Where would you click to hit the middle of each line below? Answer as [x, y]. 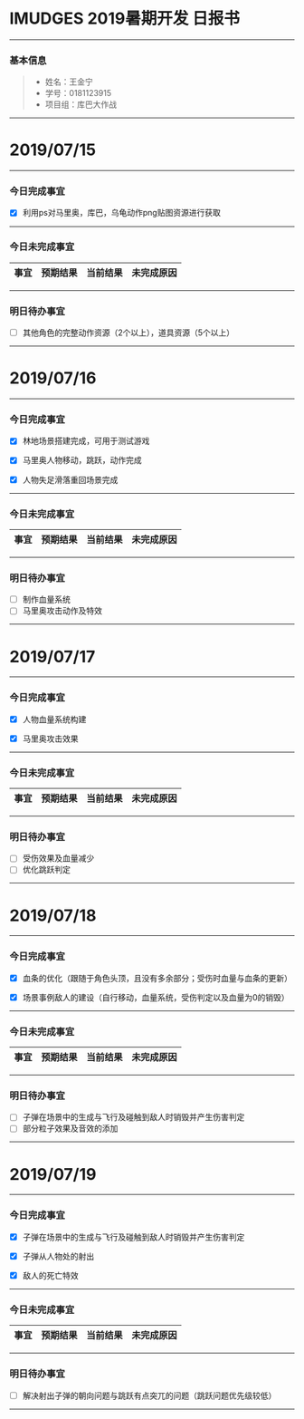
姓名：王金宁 [69, 82]
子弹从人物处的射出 [58, 1256]
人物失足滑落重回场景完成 [70, 479]
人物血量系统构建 [54, 719]
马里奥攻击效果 [50, 738]
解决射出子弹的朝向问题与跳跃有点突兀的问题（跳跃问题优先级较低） [149, 1395]
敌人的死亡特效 [50, 1275]
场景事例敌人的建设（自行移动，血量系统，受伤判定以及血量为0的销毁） [156, 997]
